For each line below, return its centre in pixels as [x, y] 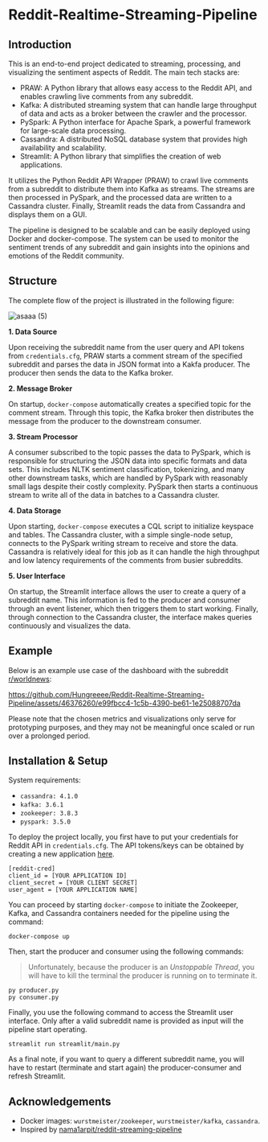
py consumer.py [34, 998]
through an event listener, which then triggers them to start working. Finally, [134, 608]
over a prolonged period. [49, 735]
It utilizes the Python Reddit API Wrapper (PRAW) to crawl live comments [128, 180]
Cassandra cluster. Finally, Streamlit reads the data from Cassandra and [127, 206]
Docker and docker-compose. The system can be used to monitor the [124, 238]
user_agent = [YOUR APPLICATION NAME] [73, 890]
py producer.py [34, 991]
